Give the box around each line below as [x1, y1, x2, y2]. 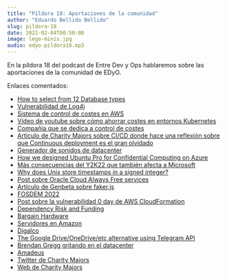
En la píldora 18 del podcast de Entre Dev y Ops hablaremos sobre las [7, 61, 204, 69]
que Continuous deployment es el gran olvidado [17, 139, 153, 147]
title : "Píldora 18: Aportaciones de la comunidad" [7, 10, 158, 17]
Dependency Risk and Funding [17, 204, 105, 213]
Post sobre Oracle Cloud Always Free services [17, 175, 149, 183]
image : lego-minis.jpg [7, 36, 72, 43]
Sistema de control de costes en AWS [17, 109, 125, 118]
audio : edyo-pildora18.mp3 [7, 42, 85, 49]
